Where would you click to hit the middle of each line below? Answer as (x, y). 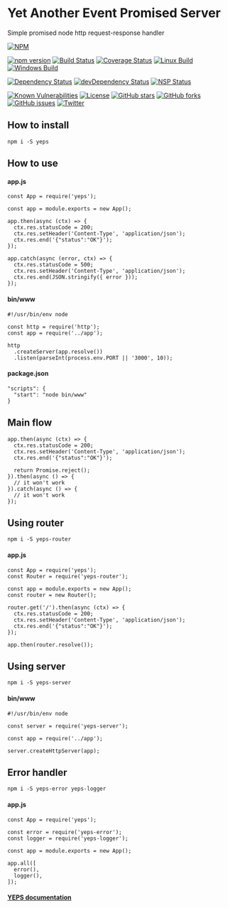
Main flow (29, 423)
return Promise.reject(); (52, 470)
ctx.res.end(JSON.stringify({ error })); (76, 277)
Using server (37, 666)
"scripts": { (27, 389)
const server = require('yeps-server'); (68, 726)
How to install (38, 125)
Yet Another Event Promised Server (114, 13)
